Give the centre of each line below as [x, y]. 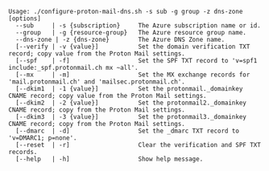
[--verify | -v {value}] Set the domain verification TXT [133, 47]
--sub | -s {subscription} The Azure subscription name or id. [139, 26]
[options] [25, 18]
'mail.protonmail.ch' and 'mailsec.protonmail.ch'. [97, 82]
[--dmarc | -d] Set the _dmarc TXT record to [128, 131]
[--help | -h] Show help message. [110, 159]
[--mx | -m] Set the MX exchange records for [133, 75]
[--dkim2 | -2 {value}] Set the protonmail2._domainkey [131, 103]
